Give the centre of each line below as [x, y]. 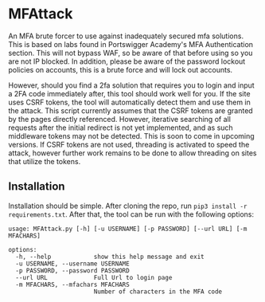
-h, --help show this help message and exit [110, 257]
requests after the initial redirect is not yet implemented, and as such [121, 127]
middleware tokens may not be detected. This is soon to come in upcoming [131, 135]
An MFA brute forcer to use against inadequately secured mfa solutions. [126, 36]
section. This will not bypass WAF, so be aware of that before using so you [131, 53]
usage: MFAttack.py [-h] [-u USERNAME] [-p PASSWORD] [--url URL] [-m [128, 229]
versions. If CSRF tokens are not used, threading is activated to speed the [129, 144]
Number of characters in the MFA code [158, 292]
